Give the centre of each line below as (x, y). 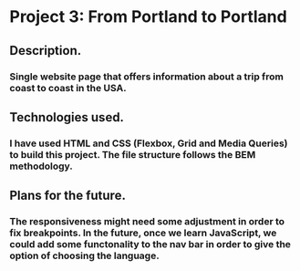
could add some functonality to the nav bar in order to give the (150, 245)
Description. (46, 51)
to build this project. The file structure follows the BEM (133, 154)
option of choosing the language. (84, 255)
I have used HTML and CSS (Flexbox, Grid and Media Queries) (149, 143)
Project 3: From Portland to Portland (148, 17)
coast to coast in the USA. (68, 88)
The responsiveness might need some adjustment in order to (147, 222)
